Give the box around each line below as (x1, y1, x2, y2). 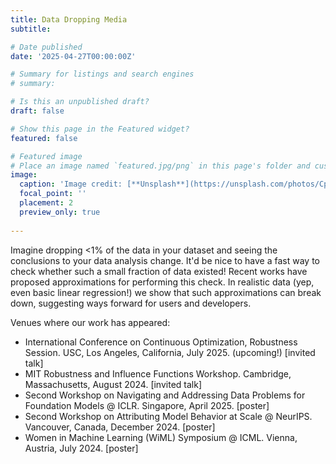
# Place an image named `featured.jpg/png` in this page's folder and (10, 161, 311, 171)
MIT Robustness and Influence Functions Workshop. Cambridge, (24, 367, 292, 380)
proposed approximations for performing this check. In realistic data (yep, (10, 276, 315, 288)
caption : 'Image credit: (19, 179, 123, 190)
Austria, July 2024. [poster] (24, 442, 139, 454)
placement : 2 (19, 198, 74, 208)
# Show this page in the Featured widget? (10, 124, 190, 134)
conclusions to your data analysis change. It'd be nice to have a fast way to (10, 254, 320, 266)
